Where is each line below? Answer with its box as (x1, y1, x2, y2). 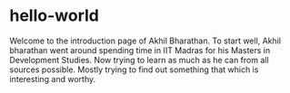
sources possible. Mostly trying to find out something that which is (9, 64, 259, 75)
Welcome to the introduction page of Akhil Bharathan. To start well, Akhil (9, 35, 282, 46)
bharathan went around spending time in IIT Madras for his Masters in (9, 44, 271, 55)
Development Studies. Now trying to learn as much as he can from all (9, 54, 270, 65)
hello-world (9, 5, 100, 26)
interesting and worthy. (9, 73, 96, 84)
